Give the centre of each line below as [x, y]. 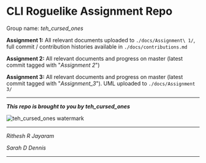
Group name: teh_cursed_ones [45, 28]
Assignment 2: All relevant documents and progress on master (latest [95, 58]
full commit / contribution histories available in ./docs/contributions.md [97, 47]
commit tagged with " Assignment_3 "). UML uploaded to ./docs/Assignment [101, 83]
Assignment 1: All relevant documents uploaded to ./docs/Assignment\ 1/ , [101, 40]
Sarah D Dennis [26, 148]
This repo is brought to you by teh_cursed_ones [68, 106]
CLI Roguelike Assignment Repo [90, 11]
